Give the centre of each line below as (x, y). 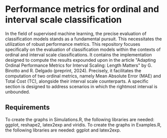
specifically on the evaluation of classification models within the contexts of (83, 49)
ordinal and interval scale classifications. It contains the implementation (79, 55)
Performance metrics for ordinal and (82, 9)
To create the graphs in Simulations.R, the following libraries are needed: (80, 119)
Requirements (27, 107)
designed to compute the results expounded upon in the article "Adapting (81, 60)
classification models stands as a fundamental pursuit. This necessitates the (83, 39)
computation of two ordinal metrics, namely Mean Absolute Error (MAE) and (83, 76)
